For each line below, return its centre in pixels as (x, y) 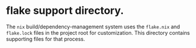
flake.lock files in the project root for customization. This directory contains (98, 32)
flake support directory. (65, 11)
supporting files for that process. (46, 39)
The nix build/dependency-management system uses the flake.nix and (93, 27)
